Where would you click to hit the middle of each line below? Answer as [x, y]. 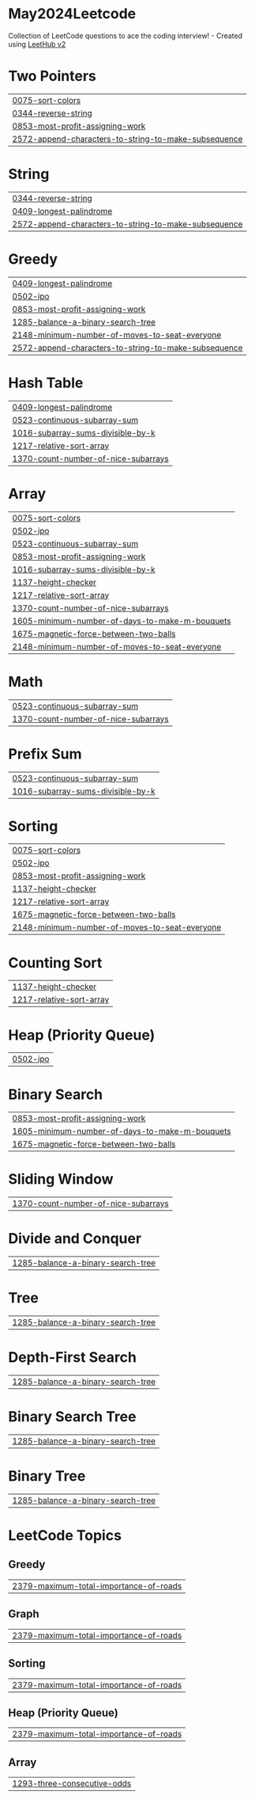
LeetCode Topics [65, 1536]
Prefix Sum [45, 754]
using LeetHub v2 [37, 44]
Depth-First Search [72, 1358]
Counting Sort [55, 962]
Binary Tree [47, 1476]
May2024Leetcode [72, 14]
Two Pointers [52, 76]
